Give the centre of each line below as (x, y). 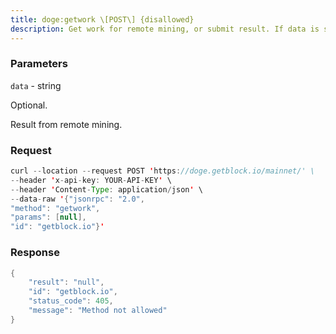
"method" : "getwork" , (55, 208)
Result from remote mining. (66, 124)
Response (35, 253)
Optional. (29, 105)
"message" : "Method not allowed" (98, 311)
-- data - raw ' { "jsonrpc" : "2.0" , (77, 199)
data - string (36, 85)
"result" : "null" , (66, 282)
